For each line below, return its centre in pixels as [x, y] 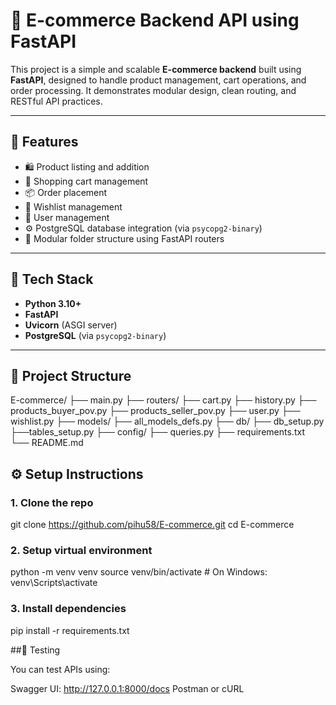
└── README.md [47, 443]
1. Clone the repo [52, 502]
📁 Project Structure [71, 375]
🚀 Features [44, 142]
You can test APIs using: [60, 669]
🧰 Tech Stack [52, 279]
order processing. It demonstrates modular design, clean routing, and [153, 90]
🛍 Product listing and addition [87, 166]
